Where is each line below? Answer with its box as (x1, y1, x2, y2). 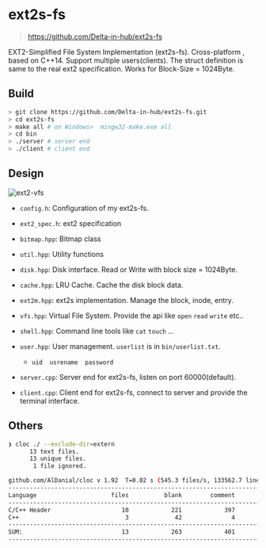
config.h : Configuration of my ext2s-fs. (19, 203, 149, 213)
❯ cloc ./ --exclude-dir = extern (8, 440, 115, 448)
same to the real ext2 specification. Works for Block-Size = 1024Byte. (8, 63, 235, 73)
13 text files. (28, 447, 80, 455)
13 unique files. (28, 454, 87, 463)
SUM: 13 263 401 (8, 528, 236, 536)
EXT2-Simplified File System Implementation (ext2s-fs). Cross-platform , (8, 47, 245, 56)
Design (8, 167, 44, 180)
